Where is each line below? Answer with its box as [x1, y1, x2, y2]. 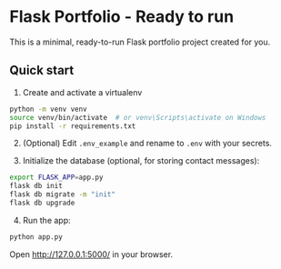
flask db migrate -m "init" [9, 190, 116, 199]
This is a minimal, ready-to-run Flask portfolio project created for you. [9, 36, 271, 47]
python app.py [9, 232, 64, 242]
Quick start [9, 63, 75, 78]
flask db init [9, 182, 64, 191]
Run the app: [22, 214, 71, 225]
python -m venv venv [9, 105, 88, 114]
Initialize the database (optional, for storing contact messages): [22, 155, 260, 166]
